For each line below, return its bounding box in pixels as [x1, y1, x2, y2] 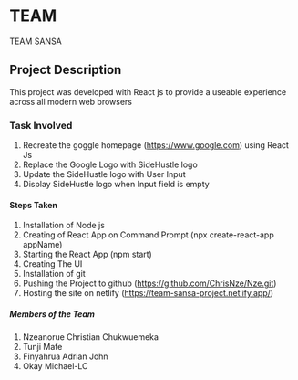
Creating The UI [22, 259, 83, 269]
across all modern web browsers [9, 96, 132, 107]
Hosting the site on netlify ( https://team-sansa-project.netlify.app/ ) [22, 288, 274, 299]
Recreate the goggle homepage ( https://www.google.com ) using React [22, 140, 290, 151]
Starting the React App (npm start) [22, 248, 152, 260]
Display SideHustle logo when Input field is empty [22, 179, 210, 190]
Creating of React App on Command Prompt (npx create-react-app [22, 229, 275, 240]
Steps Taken [9, 199, 57, 210]
